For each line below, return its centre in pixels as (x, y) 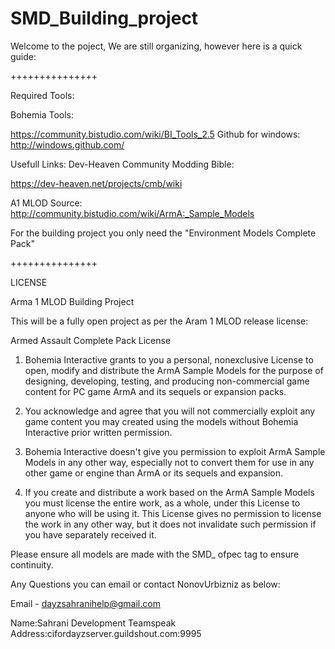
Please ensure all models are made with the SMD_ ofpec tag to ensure (155, 554)
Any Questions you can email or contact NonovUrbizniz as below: (145, 584)
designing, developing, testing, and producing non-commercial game (167, 381)
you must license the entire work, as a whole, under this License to (162, 503)
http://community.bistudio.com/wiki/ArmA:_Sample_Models (132, 213)
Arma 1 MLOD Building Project (72, 301)
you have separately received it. (90, 534)
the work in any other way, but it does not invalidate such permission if (170, 524)
